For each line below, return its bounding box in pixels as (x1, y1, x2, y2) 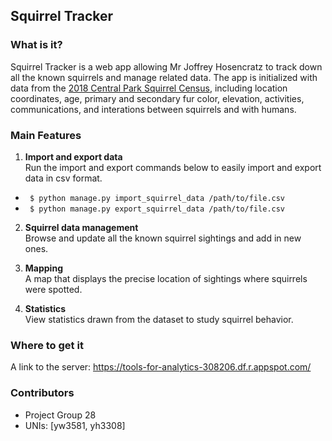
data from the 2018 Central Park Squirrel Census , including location (10, 82, 288, 94)
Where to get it (10, 338, 84, 352)
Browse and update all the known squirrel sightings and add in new (24, 232, 302, 244)
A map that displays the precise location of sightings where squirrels (24, 272, 308, 284)
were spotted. (24, 283, 83, 295)
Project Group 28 (24, 409, 97, 421)
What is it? (10, 38, 63, 52)
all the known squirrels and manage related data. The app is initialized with (10, 71, 318, 83)
